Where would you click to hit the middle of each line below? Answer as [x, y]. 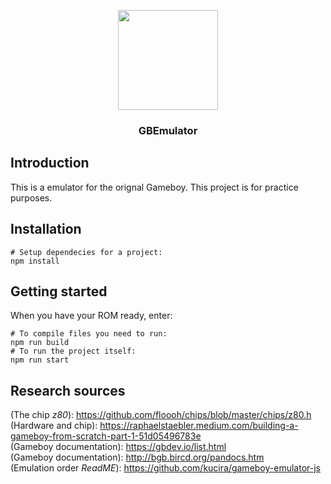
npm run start [40, 360]
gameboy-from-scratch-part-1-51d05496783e [106, 436]
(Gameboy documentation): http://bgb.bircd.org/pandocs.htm [137, 457]
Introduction [50, 163]
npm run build [40, 343]
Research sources [68, 390]
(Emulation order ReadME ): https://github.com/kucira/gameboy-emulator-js [165, 468]
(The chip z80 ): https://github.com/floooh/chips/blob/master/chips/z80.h [161, 415]
